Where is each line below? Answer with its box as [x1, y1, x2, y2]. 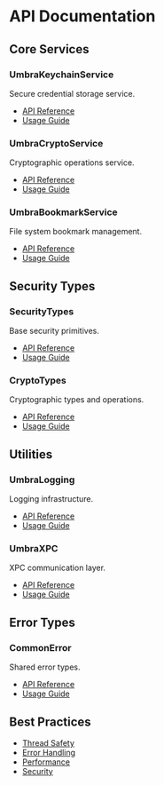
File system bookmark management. [9, 226, 143, 237]
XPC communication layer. [9, 562, 106, 574]
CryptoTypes [9, 375, 66, 387]
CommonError [9, 641, 72, 654]
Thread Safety [21, 737, 75, 748]
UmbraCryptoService [9, 137, 104, 149]
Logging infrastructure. [9, 494, 94, 504]
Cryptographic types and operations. [9, 394, 144, 405]
